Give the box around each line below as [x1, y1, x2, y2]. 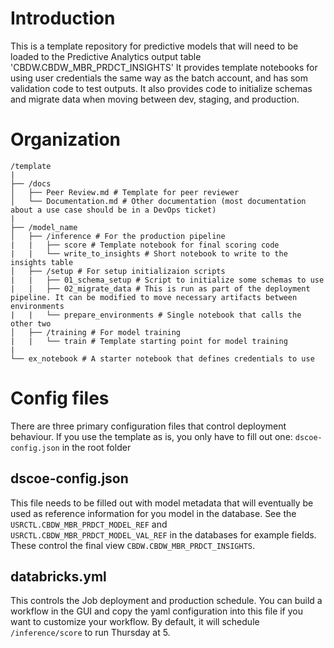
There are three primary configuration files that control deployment [10, 420, 287, 432]
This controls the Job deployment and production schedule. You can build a [10, 595, 323, 607]
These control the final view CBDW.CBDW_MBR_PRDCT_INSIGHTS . [10, 539, 256, 551]
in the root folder [61, 441, 132, 453]
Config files [10, 387, 110, 410]
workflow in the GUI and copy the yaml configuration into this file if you [10, 605, 304, 617]
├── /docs [10, 178, 52, 189]
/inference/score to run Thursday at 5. [10, 627, 171, 639]
